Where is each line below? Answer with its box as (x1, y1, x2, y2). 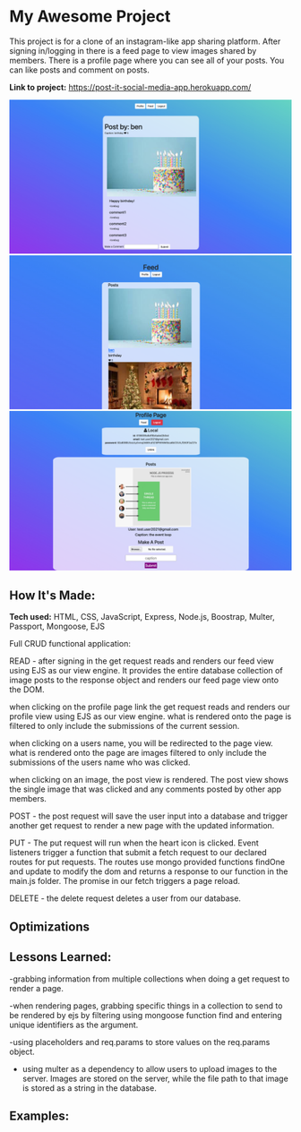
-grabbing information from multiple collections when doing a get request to (9, 973, 290, 984)
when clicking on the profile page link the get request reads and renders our (9, 701, 291, 713)
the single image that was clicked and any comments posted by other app (9, 784, 282, 794)
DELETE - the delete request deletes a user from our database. (9, 893, 242, 904)
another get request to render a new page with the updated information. (9, 820, 275, 831)
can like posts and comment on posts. (9, 64, 150, 75)
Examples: (9, 1109, 70, 1124)
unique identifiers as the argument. (9, 1019, 139, 1030)
